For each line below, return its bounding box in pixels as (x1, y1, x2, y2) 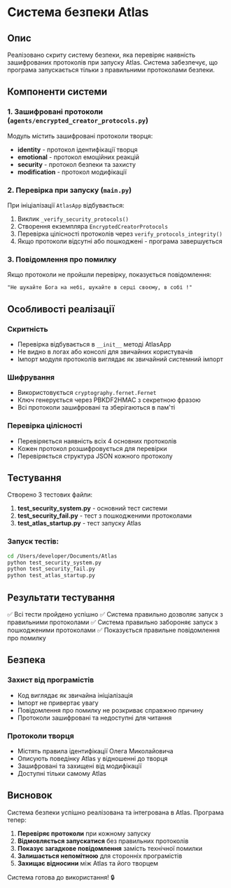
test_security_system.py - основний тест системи (17, 504, 168, 513)
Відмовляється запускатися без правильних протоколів (17, 836, 189, 845)
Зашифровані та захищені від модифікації (17, 762, 142, 770)
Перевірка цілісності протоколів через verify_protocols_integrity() (17, 229, 223, 238)
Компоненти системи (7, 86, 108, 98)
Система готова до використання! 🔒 (7, 873, 115, 881)
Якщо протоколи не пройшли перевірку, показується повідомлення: (7, 271, 212, 279)
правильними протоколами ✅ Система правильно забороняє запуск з (7, 618, 218, 626)
